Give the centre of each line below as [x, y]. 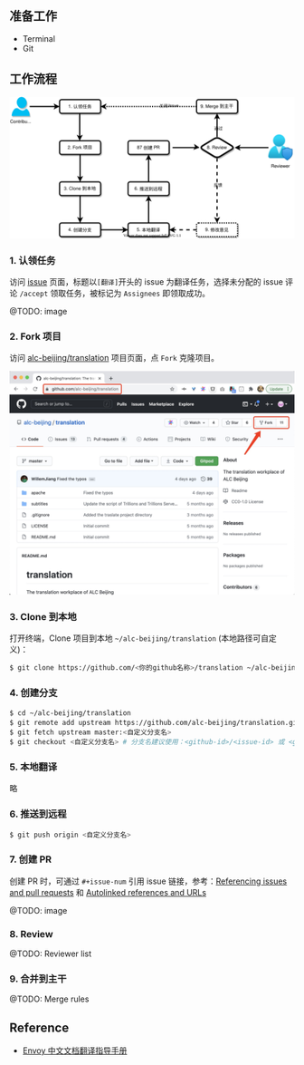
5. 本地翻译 [33, 767]
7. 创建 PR [31, 859]
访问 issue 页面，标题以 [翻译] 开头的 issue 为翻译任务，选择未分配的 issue [146, 281]
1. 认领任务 [33, 260]
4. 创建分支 [33, 693]
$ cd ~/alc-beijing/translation [70, 713]
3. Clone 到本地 [43, 616]
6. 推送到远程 [38, 814]
